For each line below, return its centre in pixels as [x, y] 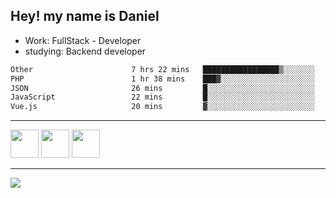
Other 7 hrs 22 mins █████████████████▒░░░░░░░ [162, 69]
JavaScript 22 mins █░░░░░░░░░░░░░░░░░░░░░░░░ [162, 97]
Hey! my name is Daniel [85, 16]
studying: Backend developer [85, 51]
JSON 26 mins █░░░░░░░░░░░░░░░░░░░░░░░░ [162, 88]
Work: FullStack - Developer [83, 40]
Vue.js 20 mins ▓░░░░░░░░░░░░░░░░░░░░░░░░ [162, 107]
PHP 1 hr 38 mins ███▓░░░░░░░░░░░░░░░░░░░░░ [162, 79]
